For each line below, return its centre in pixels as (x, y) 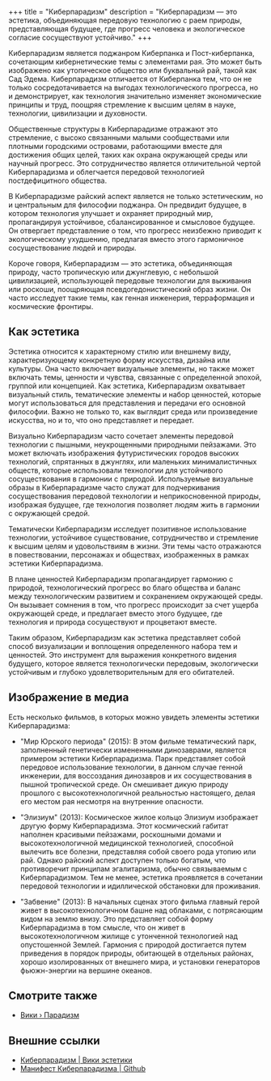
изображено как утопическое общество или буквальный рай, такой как (133, 70)
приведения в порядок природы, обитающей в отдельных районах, (137, 953)
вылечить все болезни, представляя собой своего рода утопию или (138, 851)
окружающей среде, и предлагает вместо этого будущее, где (115, 613)
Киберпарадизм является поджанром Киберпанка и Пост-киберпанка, (131, 53)
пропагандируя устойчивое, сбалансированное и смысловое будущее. (132, 222)
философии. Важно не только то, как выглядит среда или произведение (133, 411)
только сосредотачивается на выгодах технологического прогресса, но (133, 87)
